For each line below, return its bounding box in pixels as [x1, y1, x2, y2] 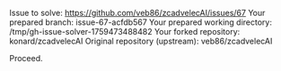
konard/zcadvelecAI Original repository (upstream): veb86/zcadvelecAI [9, 35, 273, 46]
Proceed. [9, 53, 43, 63]
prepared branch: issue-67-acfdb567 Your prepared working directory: [9, 17, 272, 28]
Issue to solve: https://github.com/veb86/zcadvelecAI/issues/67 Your [9, 8, 266, 18]
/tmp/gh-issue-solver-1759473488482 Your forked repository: [9, 27, 241, 36]
